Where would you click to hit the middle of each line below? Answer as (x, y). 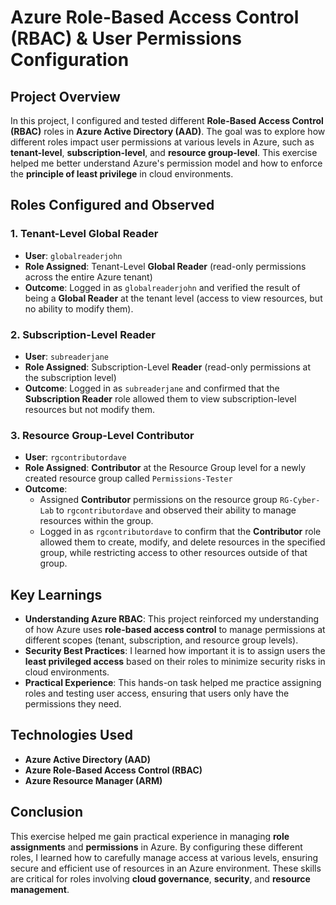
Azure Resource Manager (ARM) (93, 780)
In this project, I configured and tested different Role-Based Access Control (167, 120)
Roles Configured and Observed (112, 205)
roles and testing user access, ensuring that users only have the (157, 693)
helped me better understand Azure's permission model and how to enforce (166, 163)
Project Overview (65, 96)
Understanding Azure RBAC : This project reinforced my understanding (172, 619)
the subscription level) (70, 377)
